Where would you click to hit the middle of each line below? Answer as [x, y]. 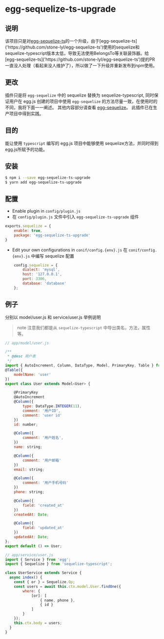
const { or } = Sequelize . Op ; [45, 582]
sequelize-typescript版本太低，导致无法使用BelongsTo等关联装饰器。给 [77, 53]
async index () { [26, 578]
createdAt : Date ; [31, 515]
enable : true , [28, 231]
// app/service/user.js [29, 555]
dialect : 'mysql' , [41, 270]
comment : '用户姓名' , [43, 438]
